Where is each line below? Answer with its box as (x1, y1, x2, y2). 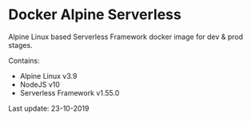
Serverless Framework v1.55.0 (19, 88, 120, 97)
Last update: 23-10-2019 (8, 103, 90, 113)
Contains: (8, 56, 40, 65)
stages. (8, 40, 34, 49)
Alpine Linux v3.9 (19, 71, 78, 80)
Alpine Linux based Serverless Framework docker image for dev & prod (8, 32, 244, 41)
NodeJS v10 (19, 80, 60, 89)
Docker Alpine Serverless (8, 6, 181, 24)
